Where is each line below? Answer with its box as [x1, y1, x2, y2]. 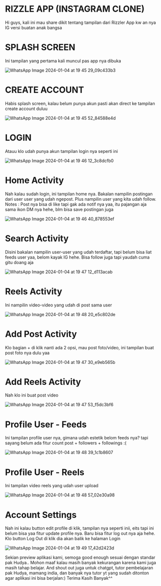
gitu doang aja [5, 259, 34, 265]
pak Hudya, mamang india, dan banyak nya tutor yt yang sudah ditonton [5, 570, 149, 576]
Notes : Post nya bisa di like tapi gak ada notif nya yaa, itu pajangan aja [5, 201, 147, 207]
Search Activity [5, 233, 69, 244]
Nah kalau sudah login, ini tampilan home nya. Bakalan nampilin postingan [5, 191, 153, 197]
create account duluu [5, 106, 48, 112]
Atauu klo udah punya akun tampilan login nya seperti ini [5, 148, 118, 154]
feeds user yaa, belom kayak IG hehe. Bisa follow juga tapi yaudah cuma [5, 254, 150, 260]
